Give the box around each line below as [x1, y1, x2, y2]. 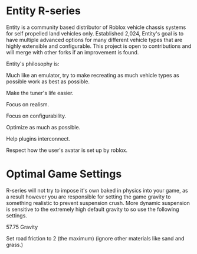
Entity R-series [6, 4, 81, 18]
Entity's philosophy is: [6, 60, 60, 67]
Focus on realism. [6, 100, 49, 108]
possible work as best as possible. [6, 78, 90, 85]
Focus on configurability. [6, 112, 67, 119]
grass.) [6, 241, 24, 248]
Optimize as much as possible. [6, 123, 81, 131]
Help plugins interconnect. [6, 135, 71, 142]
